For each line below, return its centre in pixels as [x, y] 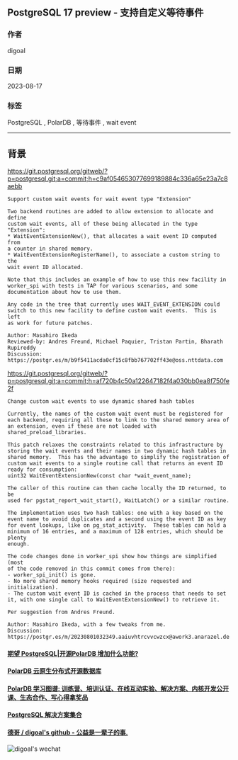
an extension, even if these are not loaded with [82, 426]
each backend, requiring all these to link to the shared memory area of [119, 420]
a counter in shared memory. [50, 249]
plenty [17, 538]
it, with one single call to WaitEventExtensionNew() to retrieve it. [114, 600]
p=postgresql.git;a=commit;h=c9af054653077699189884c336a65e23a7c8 [118, 178]
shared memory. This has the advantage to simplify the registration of [119, 458]
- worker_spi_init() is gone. [52, 575]
